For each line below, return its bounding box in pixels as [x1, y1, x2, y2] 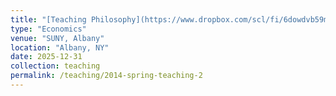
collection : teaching [10, 61, 101, 71]
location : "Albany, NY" [10, 42, 110, 53]
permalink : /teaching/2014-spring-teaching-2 [10, 71, 203, 81]
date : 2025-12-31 [10, 52, 83, 62]
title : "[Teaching [10, 14, 87, 25]
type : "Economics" [10, 24, 87, 34]
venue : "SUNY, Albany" [10, 33, 105, 43]
